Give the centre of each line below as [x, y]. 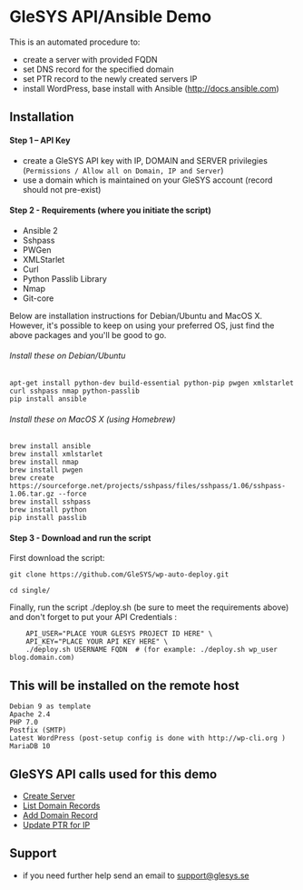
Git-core [38, 298]
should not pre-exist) [62, 189]
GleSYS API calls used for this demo [113, 774]
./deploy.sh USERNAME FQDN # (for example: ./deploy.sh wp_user [152, 650]
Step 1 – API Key [40, 140]
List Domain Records [61, 805]
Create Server [49, 795]
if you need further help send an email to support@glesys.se [136, 875]
